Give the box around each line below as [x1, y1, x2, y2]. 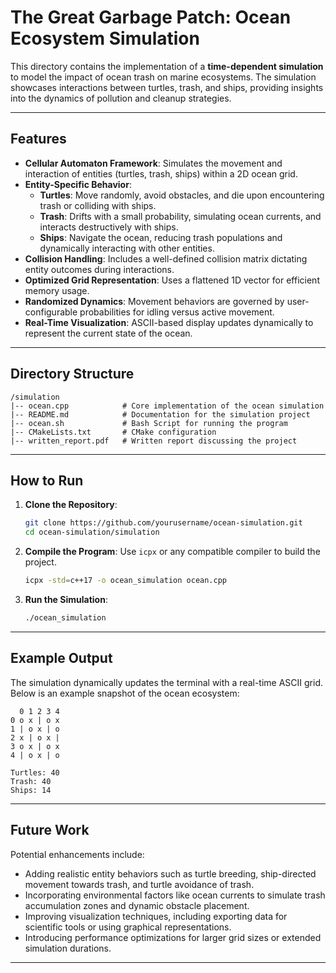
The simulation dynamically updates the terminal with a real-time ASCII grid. [10, 676, 324, 688]
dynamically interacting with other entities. [39, 242, 215, 254]
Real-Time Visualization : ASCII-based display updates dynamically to [24, 316, 314, 328]
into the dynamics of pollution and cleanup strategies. [10, 92, 232, 104]
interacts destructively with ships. [39, 221, 179, 233]
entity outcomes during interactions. [24, 263, 175, 275]
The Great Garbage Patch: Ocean [10, 6, 292, 29]
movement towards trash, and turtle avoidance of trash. [24, 878, 255, 890]
